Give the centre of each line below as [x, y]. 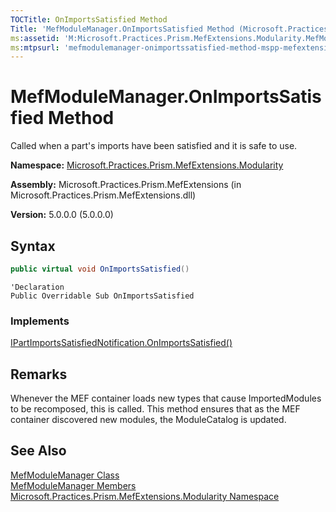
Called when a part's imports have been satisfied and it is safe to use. [154, 146]
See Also [38, 451]
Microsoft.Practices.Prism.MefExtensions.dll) [103, 195]
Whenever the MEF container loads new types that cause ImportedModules [166, 398]
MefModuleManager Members [73, 485]
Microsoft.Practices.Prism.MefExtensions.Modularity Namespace [145, 496]
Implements [40, 321]
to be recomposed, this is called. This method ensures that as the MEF [155, 408]
